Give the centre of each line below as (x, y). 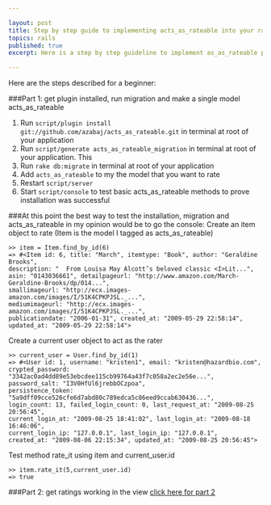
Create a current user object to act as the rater (85, 341)
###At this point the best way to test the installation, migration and (119, 216)
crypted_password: (39, 370)
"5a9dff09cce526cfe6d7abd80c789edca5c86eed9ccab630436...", (112, 398)
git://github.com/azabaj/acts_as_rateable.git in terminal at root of (134, 132)
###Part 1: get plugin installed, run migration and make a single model (124, 99)
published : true (35, 45)
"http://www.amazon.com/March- (187, 276)
